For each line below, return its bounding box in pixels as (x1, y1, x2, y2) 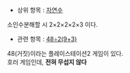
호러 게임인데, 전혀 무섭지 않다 (7, 58, 87, 66)
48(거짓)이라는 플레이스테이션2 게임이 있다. (7, 50, 124, 57)
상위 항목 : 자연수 (16, 6, 63, 14)
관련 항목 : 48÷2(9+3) (16, 35, 77, 43)
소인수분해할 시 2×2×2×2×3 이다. (7, 20, 98, 29)
